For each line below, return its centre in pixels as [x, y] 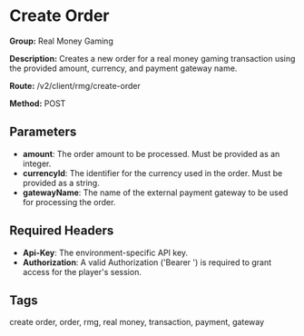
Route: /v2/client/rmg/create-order [75, 85]
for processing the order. [69, 202]
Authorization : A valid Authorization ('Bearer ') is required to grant [147, 262]
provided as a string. [61, 183]
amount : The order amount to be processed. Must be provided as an [151, 153]
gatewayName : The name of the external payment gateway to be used [155, 193]
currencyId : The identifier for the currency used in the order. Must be [152, 173]
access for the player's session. [82, 272]
